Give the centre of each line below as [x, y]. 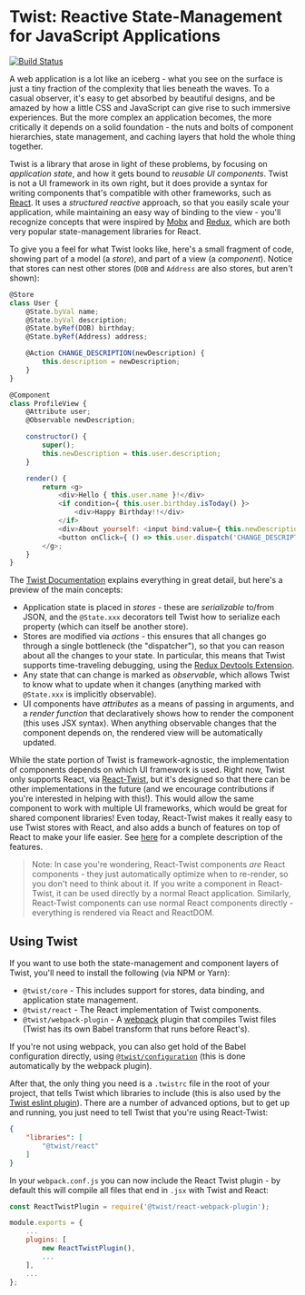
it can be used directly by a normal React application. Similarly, [173, 894]
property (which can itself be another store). [105, 627]
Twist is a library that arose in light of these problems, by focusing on [138, 163]
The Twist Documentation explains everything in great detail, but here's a [146, 580]
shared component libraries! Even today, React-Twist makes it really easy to [151, 818]
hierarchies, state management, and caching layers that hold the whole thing [152, 136]
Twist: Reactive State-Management [146, 17]
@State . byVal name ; [63, 311]
